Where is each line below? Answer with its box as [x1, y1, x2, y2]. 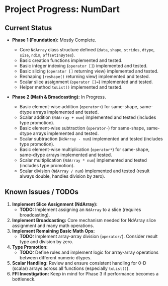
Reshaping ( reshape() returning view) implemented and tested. [19, 74, 150, 79]
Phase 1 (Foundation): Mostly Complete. [12, 37, 97, 43]
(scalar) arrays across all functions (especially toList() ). [12, 265, 130, 271]
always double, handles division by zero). [19, 173, 106, 179]
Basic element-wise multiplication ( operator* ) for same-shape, [19, 147, 150, 152]
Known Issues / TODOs [5, 188, 79, 196]
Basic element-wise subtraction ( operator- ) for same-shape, [19, 125, 145, 131]
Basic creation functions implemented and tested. [19, 57, 123, 63]
